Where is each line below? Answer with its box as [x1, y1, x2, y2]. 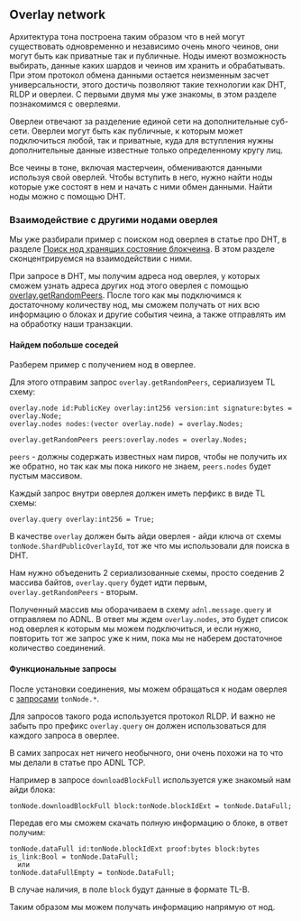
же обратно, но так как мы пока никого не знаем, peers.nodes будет [9, 460, 272, 472]
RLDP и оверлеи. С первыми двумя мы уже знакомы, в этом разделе [9, 88, 278, 99]
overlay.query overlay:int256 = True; [9, 515, 155, 525]
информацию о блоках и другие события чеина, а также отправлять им [9, 309, 287, 320]
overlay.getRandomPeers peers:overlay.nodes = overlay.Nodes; [9, 435, 248, 445]
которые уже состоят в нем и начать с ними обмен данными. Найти [9, 181, 273, 192]
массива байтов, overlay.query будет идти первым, [9, 577, 207, 588]
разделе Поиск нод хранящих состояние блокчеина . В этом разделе [9, 244, 275, 255]
